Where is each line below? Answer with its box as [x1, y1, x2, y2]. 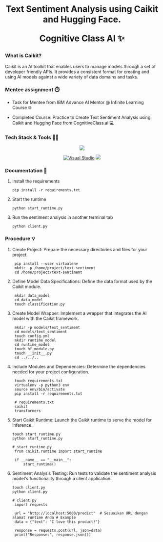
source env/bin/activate [14, 387, 65, 392]
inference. [12, 422, 33, 428]
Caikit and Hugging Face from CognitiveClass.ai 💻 [12, 120, 114, 126]
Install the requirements [12, 178, 60, 184]
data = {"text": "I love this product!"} [14, 519, 100, 524]
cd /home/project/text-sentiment [14, 270, 82, 275]
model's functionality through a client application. [12, 475, 112, 481]
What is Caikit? [5, 52, 42, 59]
